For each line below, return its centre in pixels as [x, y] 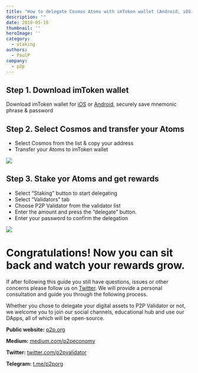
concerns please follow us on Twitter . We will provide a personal [84, 288]
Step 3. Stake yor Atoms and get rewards [82, 179]
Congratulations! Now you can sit [90, 253]
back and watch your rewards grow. [95, 265]
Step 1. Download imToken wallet [67, 90]
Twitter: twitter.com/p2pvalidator [47, 352]
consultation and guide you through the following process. [77, 294]
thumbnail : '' [24, 28]
